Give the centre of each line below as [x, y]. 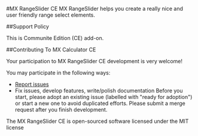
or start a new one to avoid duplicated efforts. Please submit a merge [100, 103]
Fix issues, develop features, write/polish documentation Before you [99, 91]
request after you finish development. [61, 109]
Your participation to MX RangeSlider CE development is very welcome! [95, 61]
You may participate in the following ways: [58, 73]
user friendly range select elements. [51, 15]
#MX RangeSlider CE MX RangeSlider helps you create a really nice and [95, 9]
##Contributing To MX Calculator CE [51, 50]
